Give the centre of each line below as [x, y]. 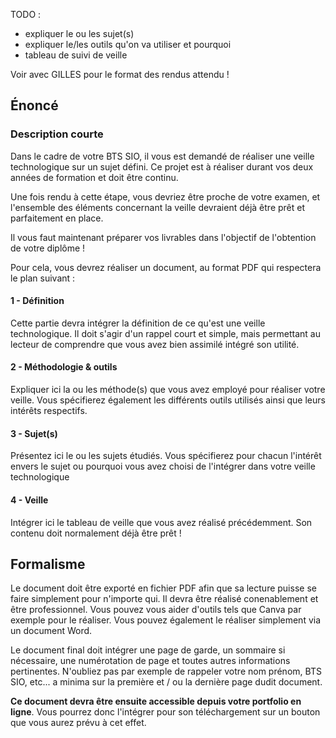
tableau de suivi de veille [76, 55]
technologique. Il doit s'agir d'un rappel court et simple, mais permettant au [165, 333]
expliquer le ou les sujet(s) [79, 33]
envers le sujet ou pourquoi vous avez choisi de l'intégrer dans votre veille [163, 466]
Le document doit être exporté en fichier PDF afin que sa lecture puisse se [163, 588]
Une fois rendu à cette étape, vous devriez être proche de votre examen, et [165, 196]
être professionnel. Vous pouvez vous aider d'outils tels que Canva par [156, 610]
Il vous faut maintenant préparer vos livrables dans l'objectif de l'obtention [163, 237]
